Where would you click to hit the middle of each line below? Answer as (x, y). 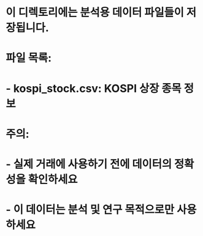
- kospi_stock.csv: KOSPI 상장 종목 (94, 88)
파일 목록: (29, 58)
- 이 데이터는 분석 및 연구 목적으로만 (90, 210)
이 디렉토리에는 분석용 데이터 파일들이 (95, 13)
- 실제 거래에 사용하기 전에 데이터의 (89, 164)
